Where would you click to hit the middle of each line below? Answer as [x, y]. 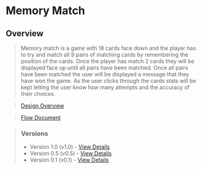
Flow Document [41, 118]
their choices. [38, 94]
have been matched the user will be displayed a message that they [105, 74]
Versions [34, 133]
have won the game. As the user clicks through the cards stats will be [108, 81]
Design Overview [43, 106]
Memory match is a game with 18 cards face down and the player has [108, 48]
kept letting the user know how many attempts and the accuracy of [105, 87]
